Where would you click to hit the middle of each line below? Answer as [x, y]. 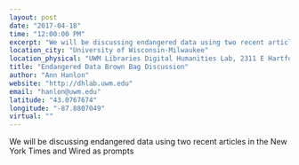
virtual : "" [31, 116]
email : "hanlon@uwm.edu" [55, 91]
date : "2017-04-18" [45, 26]
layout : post [33, 17]
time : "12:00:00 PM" [48, 34]
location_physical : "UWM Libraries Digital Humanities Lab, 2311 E [137, 59]
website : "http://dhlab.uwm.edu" [71, 83]
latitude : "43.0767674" [53, 100]
